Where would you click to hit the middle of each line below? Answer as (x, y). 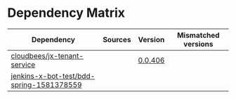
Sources (117, 39)
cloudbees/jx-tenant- (47, 55)
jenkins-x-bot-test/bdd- (53, 76)
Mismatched (198, 35)
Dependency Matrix (66, 13)
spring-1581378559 (46, 84)
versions (198, 44)
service (23, 65)
